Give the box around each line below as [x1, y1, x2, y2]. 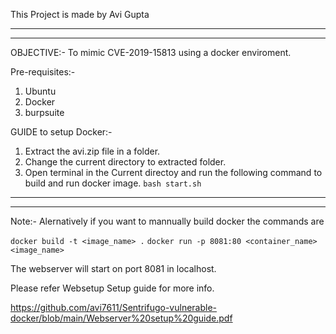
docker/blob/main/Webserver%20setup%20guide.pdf [10, 312, 233, 324]
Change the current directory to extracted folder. [24, 156, 227, 168]
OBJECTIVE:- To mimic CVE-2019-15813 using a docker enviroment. [10, 47, 292, 58]
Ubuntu [24, 85, 57, 97]
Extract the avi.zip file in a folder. [24, 145, 161, 157]
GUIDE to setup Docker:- [10, 126, 113, 138]
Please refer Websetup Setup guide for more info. [10, 282, 215, 294]
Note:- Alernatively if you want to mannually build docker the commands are [10, 215, 325, 227]
